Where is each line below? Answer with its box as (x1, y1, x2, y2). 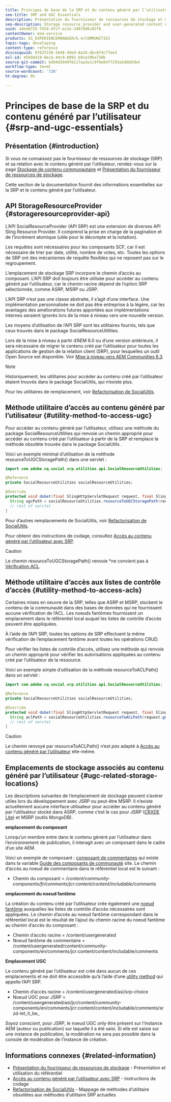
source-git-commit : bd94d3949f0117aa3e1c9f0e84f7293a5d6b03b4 (5, 60, 140, 65)
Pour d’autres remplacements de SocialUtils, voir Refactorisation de (5, 517, 147, 523)
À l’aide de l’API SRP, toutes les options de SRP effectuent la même (5, 631, 145, 637)
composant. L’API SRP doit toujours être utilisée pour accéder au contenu (5, 275, 159, 281)
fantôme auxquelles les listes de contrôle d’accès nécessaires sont (5, 906, 146, 912)
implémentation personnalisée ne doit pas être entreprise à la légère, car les (5, 301, 165, 307)
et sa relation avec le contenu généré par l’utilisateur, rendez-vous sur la (5, 161, 157, 167)
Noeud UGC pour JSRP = (12, 994, 66, 1000)
